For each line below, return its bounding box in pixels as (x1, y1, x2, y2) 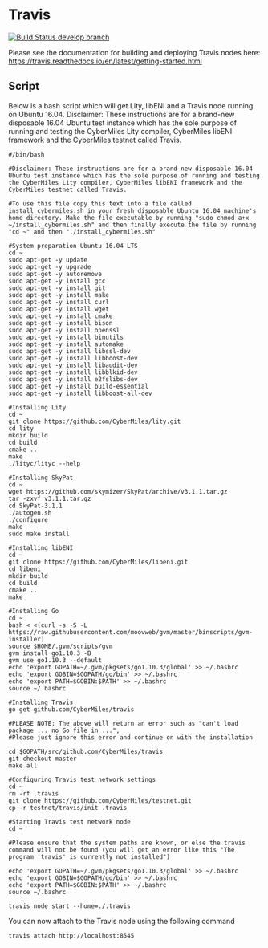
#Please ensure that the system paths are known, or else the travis (8, 839, 246, 847)
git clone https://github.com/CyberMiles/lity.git (8, 417, 181, 425)
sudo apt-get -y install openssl (8, 326, 120, 334)
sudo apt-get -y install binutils (8, 333, 124, 341)
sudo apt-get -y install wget (8, 305, 110, 313)
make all (8, 761, 38, 770)
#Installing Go (8, 607, 59, 615)
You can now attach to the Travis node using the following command (8, 916, 235, 926)
